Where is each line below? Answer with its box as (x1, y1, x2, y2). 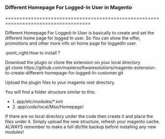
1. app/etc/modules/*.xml (12, 99, 63, 104)
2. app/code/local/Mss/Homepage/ (12, 104, 84, 110)
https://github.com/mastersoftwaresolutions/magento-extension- (24, 65, 157, 70)
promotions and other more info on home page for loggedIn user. (5, 40, 137, 46)
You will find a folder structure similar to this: (5, 89, 96, 95)
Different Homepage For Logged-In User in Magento (5, 4, 132, 11)
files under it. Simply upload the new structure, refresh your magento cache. (5, 119, 160, 125)
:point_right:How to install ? (5, 50, 61, 56)
